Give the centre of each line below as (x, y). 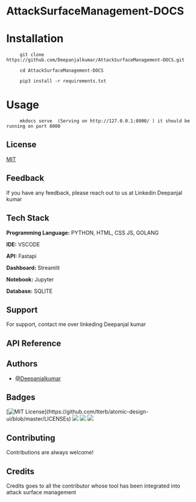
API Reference (34, 343)
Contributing (31, 438)
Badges (21, 397)
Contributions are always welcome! (50, 453)
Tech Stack (28, 218)
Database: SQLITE (30, 291)
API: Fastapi (21, 256)
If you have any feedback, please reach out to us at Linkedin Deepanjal (94, 193)
